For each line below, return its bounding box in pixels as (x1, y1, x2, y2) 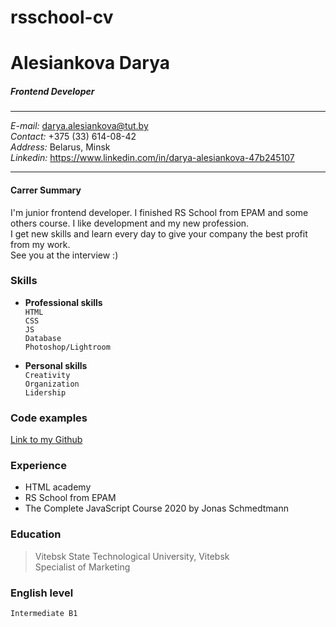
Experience (10, 459, 67, 473)
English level (10, 586, 74, 600)
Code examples (10, 411, 88, 425)
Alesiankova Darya (10, 52, 170, 75)
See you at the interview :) (10, 249, 119, 261)
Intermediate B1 (10, 609, 78, 619)
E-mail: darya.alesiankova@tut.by (10, 120, 149, 132)
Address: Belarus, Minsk (10, 141, 111, 153)
